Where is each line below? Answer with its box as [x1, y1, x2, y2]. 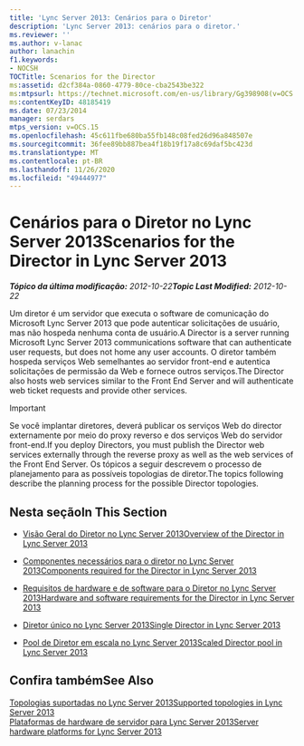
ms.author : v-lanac [9, 38, 83, 48]
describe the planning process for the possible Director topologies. [9, 478, 260, 489]
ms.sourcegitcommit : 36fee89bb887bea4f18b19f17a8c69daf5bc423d [9, 140, 253, 149]
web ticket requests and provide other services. [9, 385, 188, 396]
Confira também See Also [9, 673, 154, 689]
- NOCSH [9, 64, 39, 73]
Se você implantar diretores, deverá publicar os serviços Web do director [9, 421, 282, 431]
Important [9, 402, 46, 413]
